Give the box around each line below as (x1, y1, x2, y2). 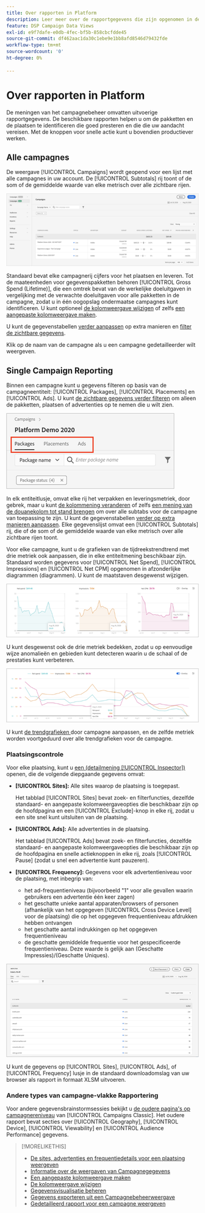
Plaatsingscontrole (6, 750, 64, 758)
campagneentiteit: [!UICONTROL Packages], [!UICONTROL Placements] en (6, 388, 195, 396)
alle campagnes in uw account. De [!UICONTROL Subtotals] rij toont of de (6, 175, 192, 183)
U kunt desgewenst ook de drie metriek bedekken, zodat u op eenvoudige (6, 643, 193, 651)
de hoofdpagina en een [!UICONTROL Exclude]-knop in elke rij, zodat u (15, 807, 195, 814)
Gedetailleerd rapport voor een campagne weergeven (30, 1200, 166, 1207)
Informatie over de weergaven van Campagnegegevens (30, 1167, 171, 1175)
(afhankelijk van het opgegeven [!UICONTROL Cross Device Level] (24, 907, 192, 914)
